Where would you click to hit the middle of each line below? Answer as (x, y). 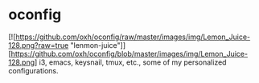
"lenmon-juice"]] (98, 45)
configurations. (33, 70)
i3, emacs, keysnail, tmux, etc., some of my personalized (133, 62)
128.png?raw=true (39, 45)
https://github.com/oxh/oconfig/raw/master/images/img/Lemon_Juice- (133, 37)
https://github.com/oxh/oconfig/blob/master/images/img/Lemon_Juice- (129, 53)
